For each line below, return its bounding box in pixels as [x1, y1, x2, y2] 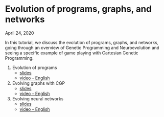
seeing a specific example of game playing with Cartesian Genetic [5, 50, 139, 56]
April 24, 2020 [5, 30, 34, 36]
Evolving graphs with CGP [12, 80, 65, 86]
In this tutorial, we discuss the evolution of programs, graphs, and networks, [5, 39, 159, 45]
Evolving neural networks [12, 95, 64, 101]
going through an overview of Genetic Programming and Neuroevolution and [5, 45, 160, 50]
